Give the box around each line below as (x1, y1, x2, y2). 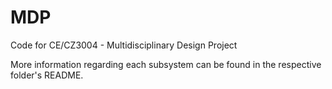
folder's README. (10, 69, 84, 81)
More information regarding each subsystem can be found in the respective (10, 58, 322, 70)
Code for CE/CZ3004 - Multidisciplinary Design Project (10, 39, 238, 51)
